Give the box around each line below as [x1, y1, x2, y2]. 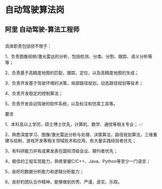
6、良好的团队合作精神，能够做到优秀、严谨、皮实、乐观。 [5, 179, 122, 185]
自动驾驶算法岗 [5, 4, 65, 16]
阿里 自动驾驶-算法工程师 [5, 25, 80, 33]
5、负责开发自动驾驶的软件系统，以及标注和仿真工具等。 [5, 101, 118, 107]
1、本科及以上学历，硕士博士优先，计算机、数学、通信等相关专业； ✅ [5, 122, 143, 127]
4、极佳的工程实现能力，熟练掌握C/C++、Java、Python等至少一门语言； [5, 158, 151, 164]
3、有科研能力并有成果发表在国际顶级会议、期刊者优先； [5, 148, 118, 154]
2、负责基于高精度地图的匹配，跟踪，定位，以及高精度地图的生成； [5, 70, 139, 76]
